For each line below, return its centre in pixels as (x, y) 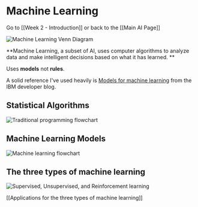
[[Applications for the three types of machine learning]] (74, 198)
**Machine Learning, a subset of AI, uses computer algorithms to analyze (98, 51)
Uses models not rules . (35, 69)
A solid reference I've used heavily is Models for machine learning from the (99, 80)
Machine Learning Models (56, 139)
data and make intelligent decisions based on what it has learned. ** (91, 57)
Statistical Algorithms (48, 106)
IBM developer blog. (31, 86)
